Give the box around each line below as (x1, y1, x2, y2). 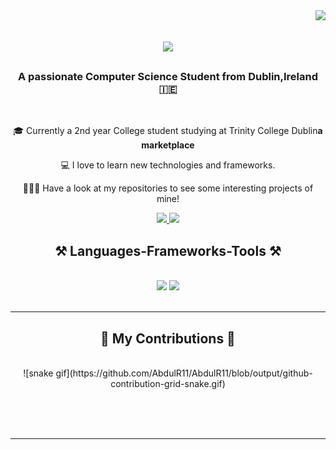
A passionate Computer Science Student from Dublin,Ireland (17, 70, 319, 84)
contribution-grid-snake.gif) (110, 378, 226, 390)
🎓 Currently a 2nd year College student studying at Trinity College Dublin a (13, 125, 323, 137)
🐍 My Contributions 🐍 (100, 330, 236, 347)
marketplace (141, 139, 195, 151)
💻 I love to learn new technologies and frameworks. (60, 159, 276, 171)
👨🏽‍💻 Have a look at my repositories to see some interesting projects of (22, 182, 314, 194)
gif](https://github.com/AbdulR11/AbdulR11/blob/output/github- (55, 367, 313, 379)
